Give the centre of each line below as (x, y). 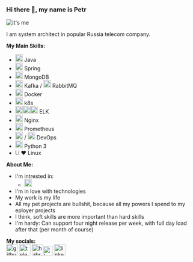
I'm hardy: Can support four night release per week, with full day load (101, 223)
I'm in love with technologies (50, 191)
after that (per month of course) (54, 230)
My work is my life (38, 198)
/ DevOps (40, 138)
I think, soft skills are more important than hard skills (79, 217)
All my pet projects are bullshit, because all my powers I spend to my (100, 204)
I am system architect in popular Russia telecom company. (78, 34)
